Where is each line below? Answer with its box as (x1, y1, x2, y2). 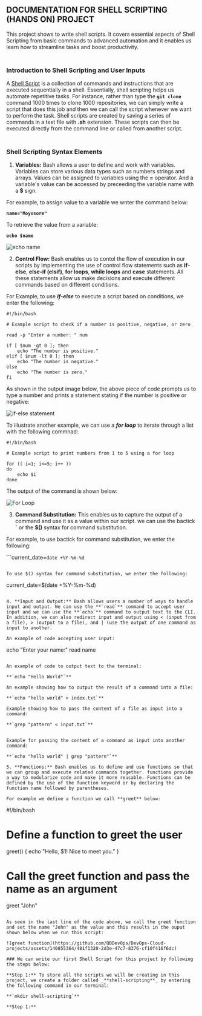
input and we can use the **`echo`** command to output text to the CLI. (6, 609, 197, 615)
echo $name (6, 233, 34, 239)
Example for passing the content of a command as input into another (6, 738, 186, 744)
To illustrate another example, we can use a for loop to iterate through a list (6, 421, 194, 429)
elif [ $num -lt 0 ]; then (6, 353, 74, 359)
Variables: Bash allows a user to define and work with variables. (15, 161, 176, 169)
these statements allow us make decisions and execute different (15, 275, 175, 282)
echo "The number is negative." (17, 359, 99, 365)
